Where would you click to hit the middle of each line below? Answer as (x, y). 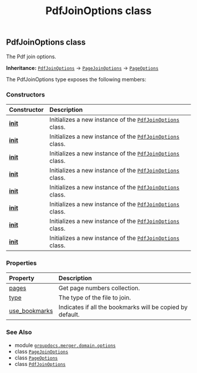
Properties (21, 263)
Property (22, 278)
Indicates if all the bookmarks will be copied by (123, 307)
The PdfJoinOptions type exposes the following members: (76, 79)
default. (69, 315)
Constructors (26, 94)
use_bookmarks (31, 311)
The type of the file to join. (95, 298)
